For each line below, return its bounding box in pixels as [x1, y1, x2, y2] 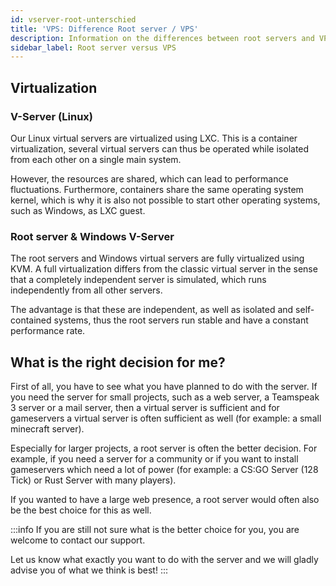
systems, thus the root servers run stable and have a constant [53, 314, 309, 326]
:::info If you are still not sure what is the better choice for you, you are [10, 524, 300, 536]
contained [10, 314, 52, 326]
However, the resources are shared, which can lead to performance [10, 172, 289, 185]
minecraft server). [10, 423, 85, 435]
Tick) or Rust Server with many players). [10, 474, 177, 486]
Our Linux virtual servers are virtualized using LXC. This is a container [10, 132, 298, 144]
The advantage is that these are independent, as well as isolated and [10, 304, 294, 316]
